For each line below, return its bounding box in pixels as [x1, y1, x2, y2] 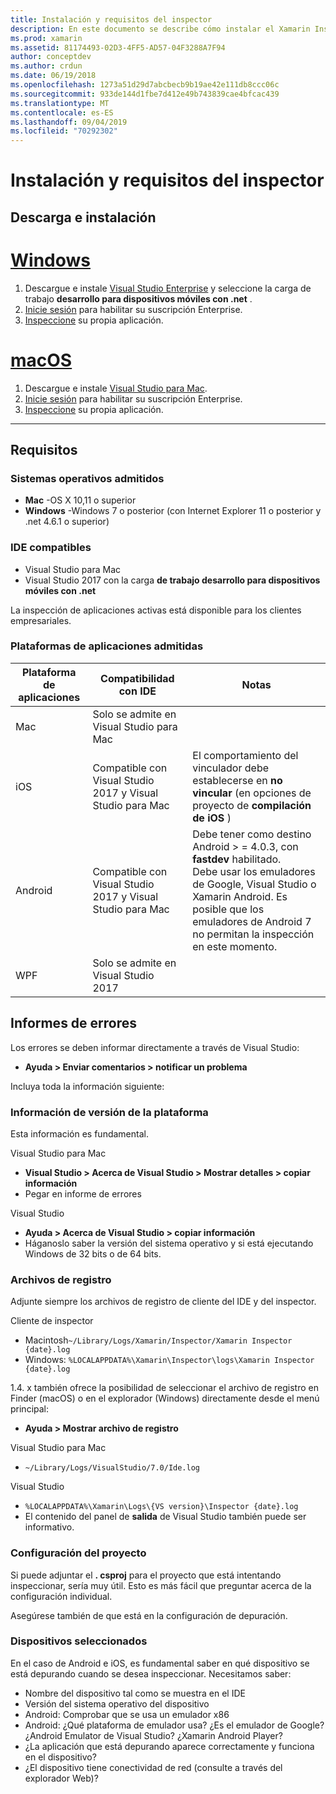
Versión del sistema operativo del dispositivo [24, 1697, 210, 1710]
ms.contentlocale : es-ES [10, 107, 114, 118]
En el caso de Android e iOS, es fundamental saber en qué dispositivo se [10, 1657, 310, 1669]
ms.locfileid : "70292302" [10, 126, 118, 136]
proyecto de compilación [192, 798, 312, 812]
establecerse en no [192, 773, 283, 787]
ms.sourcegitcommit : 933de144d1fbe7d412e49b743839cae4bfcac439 [10, 89, 280, 99]
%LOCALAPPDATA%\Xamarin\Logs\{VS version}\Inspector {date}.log [24, 1502, 299, 1512]
